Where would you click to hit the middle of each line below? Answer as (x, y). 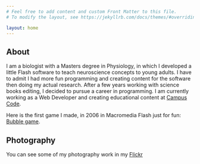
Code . (14, 104)
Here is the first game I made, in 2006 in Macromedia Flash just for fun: (94, 115)
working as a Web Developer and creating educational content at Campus (97, 98)
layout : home (22, 28)
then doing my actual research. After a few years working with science (93, 85)
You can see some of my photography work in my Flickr (74, 154)
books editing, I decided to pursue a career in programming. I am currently (98, 91)
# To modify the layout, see (42, 17)
